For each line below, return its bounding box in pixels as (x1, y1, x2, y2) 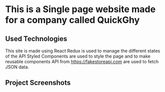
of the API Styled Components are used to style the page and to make (5, 53, 151, 59)
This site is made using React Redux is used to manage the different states (5, 48, 160, 54)
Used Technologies (5, 34, 67, 43)
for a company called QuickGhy (5, 14, 140, 26)
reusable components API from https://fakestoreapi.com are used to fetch (5, 59, 159, 64)
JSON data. (5, 64, 29, 70)
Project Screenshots (5, 78, 71, 87)
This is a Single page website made (5, 4, 156, 15)
